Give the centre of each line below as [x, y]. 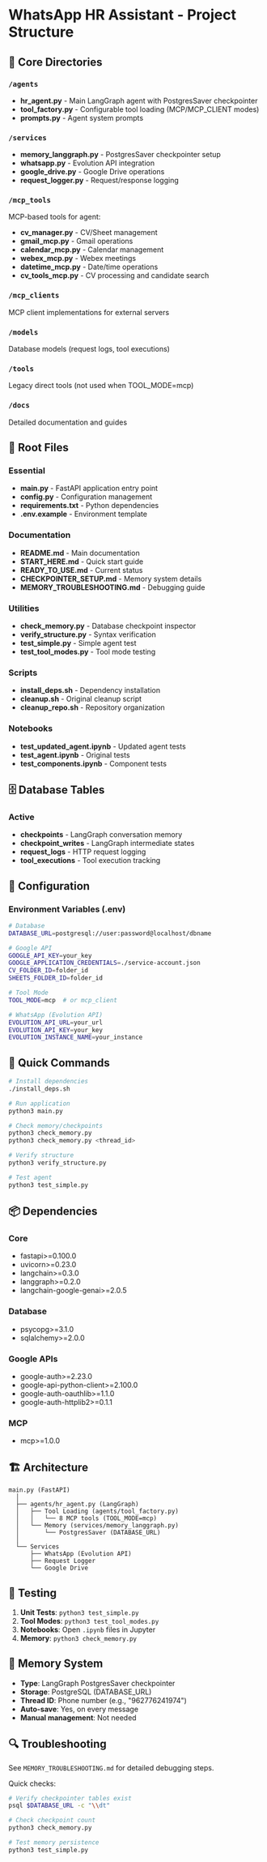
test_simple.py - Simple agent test [78, 643]
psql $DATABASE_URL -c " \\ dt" [59, 1806]
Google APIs [33, 1359]
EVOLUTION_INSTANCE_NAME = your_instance [76, 1038]
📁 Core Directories [55, 62]
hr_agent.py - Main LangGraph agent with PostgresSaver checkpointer [139, 100]
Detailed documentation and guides [68, 422]
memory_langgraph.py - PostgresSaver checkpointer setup [120, 155]
